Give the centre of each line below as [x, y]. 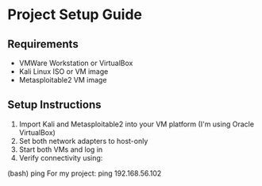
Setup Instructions [54, 105]
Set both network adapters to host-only [83, 141]
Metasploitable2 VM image [63, 80]
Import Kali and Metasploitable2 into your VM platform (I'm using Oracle [137, 124]
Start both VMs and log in [61, 149]
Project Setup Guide [75, 15]
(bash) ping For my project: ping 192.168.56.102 [85, 173]
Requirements [43, 44]
